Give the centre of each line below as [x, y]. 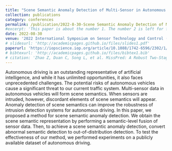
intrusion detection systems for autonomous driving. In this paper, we [79, 110]
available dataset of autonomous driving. [48, 143]
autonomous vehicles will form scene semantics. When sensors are [76, 94]
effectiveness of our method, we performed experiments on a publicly [79, 137]
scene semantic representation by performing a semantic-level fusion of [82, 121]
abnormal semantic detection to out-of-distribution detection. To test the [82, 132]
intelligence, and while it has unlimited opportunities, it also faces [74, 78]
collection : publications [33, 15]
